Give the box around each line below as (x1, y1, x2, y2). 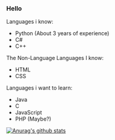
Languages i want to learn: (6, 84, 73, 92)
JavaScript (15, 109, 42, 116)
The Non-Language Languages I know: (6, 55, 104, 62)
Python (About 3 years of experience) (15, 30, 110, 37)
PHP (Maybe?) (15, 115, 51, 122)
